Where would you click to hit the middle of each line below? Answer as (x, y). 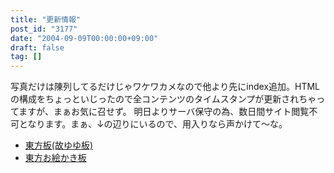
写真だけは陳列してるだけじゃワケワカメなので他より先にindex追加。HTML (165, 87)
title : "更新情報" (46, 19)
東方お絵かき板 (55, 158)
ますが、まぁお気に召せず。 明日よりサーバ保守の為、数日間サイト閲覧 (164, 112)
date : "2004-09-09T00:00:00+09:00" (84, 38)
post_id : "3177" (44, 29)
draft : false (37, 47)
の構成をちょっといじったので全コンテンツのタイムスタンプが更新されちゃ (163, 99)
